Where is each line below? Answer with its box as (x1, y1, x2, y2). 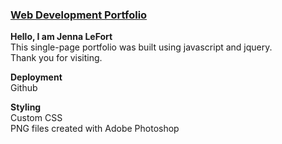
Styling (10, 101, 42, 113)
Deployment (10, 71, 63, 83)
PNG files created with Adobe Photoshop (10, 123, 180, 135)
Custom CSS (10, 112, 63, 124)
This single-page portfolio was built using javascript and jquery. (10, 41, 273, 53)
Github (10, 82, 38, 94)
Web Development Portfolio (10, 8, 148, 22)
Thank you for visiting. (10, 52, 103, 64)
